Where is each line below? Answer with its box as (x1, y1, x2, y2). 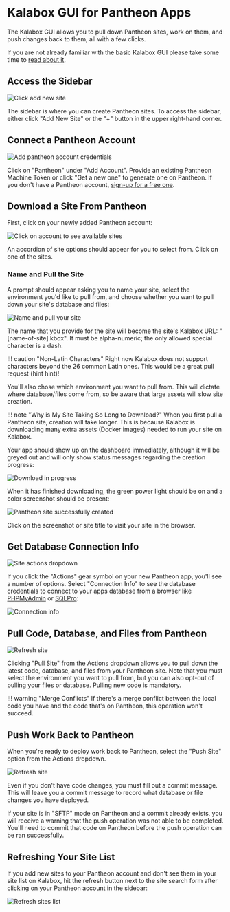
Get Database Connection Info (7, 541, 139, 553)
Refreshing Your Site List (7, 851, 115, 862)
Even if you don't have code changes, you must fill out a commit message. (7, 781, 218, 790)
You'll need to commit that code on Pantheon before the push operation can (7, 824, 222, 832)
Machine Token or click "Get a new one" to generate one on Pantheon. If (7, 173, 213, 182)
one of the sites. (7, 252, 54, 261)
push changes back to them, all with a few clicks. (7, 34, 146, 43)
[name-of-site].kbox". (7, 334, 69, 342)
